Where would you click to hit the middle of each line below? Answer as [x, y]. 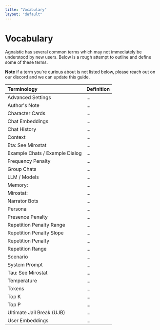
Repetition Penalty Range [36, 225]
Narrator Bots [23, 201]
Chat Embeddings [28, 122]
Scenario [18, 257]
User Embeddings [28, 321]
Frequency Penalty [29, 161]
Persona [17, 209]
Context [17, 137]
